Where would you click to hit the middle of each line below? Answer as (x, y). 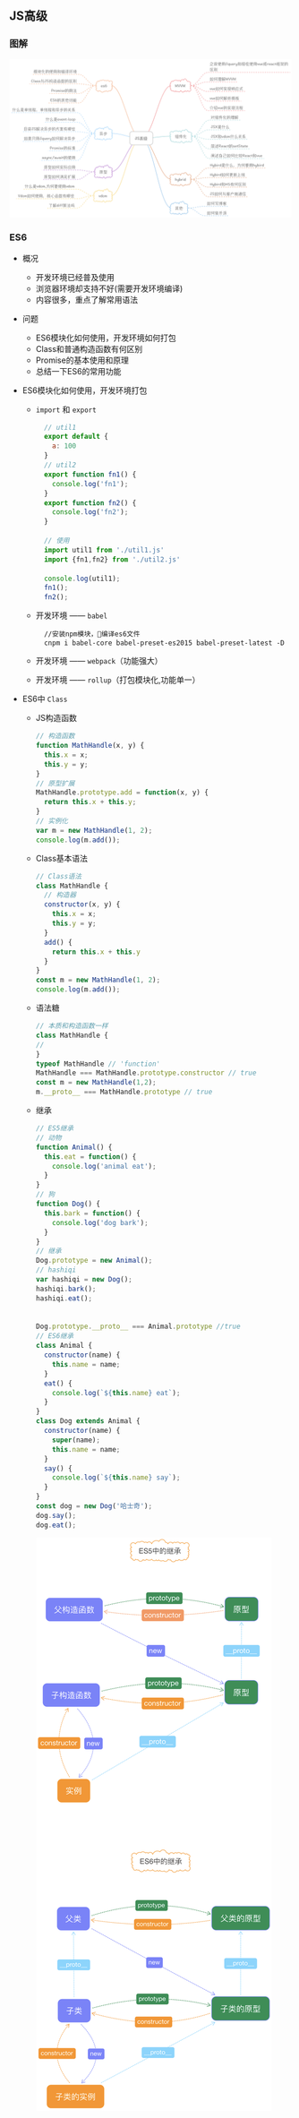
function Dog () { (68, 1204)
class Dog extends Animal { (88, 1421)
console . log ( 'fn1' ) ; (90, 484)
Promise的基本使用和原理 (82, 360)
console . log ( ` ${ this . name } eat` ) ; (116, 1393)
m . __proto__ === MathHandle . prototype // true (124, 1092)
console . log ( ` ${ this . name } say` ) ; (116, 1478)
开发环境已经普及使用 (75, 277)
